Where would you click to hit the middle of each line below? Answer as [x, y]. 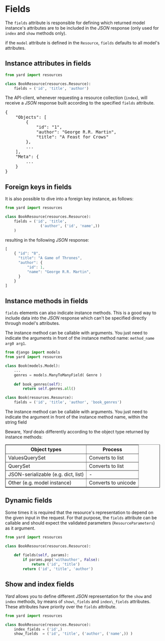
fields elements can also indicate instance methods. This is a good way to [81, 313]
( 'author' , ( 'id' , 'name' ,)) [70, 226]
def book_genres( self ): [38, 384]
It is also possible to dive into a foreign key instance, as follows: [69, 199]
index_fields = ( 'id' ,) [38, 629]
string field [16, 422]
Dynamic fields [29, 501]
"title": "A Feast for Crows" [72, 137]
